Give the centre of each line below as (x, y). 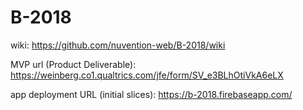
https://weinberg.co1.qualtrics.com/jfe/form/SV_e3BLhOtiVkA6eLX (147, 75)
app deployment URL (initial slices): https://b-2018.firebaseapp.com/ (151, 94)
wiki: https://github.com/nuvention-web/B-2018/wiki (118, 45)
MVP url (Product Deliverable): (73, 64)
